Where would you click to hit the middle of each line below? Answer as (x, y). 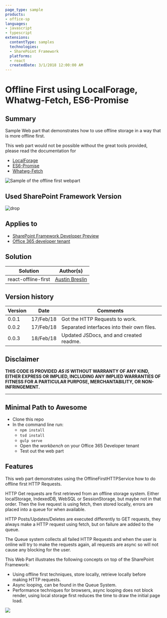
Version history (30, 297)
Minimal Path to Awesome (46, 407)
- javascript (19, 28)
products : (15, 14)
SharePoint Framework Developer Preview (56, 236)
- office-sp (17, 19)
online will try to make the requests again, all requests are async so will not (82, 544)
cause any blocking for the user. (38, 549)
